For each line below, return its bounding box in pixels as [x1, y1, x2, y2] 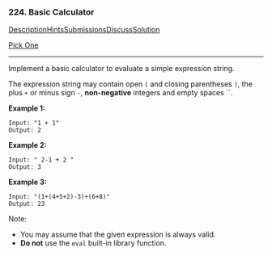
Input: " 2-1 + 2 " [8, 156, 74, 164]
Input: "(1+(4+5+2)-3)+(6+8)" [8, 193, 111, 201]
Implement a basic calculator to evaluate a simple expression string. [8, 64, 235, 73]
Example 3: [8, 177, 47, 187]
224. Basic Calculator [8, 6, 95, 18]
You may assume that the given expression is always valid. [19, 229, 216, 240]
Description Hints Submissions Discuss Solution [8, 25, 160, 35]
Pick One [8, 40, 39, 50]
